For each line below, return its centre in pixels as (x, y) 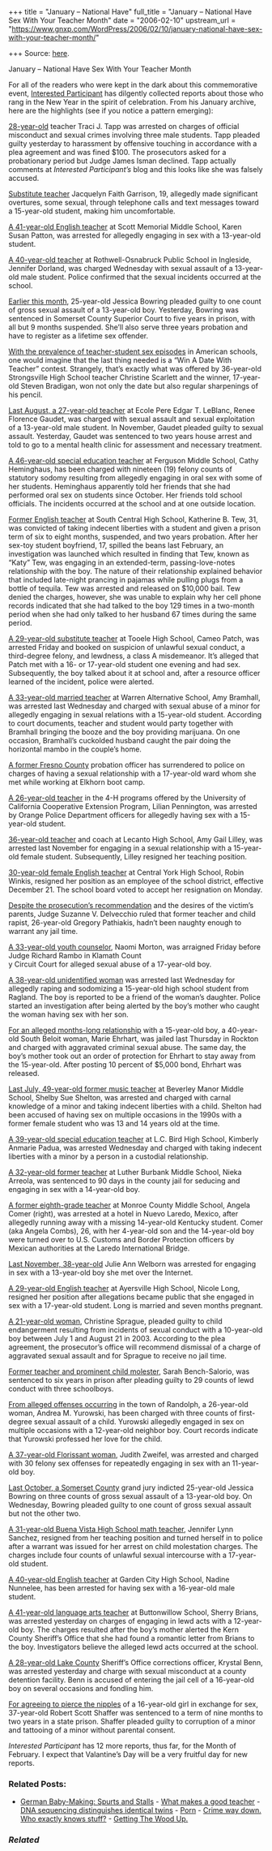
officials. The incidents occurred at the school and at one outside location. (132, 504)
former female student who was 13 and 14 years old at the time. (114, 1124)
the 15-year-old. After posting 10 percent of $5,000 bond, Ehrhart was (125, 1065)
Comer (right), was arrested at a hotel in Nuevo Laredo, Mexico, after (123, 1214)
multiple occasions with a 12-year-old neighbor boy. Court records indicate (134, 1430)
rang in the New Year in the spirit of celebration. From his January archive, (132, 102)
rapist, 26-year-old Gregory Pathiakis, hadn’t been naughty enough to (125, 923)
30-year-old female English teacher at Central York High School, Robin (126, 872)
